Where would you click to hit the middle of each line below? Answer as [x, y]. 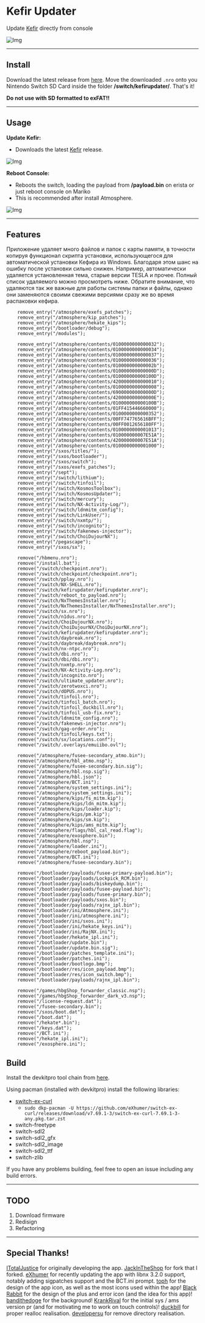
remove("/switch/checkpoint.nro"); [63, 569]
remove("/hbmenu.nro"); [48, 558]
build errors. [22, 1176]
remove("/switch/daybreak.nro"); [60, 638]
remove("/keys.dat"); [45, 1028]
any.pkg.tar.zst [45, 1119]
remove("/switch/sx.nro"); [52, 612]
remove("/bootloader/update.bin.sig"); [68, 948]
